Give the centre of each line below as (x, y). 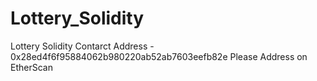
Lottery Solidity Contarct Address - (82, 46)
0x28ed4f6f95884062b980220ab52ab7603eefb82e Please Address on (159, 56)
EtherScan (31, 67)
